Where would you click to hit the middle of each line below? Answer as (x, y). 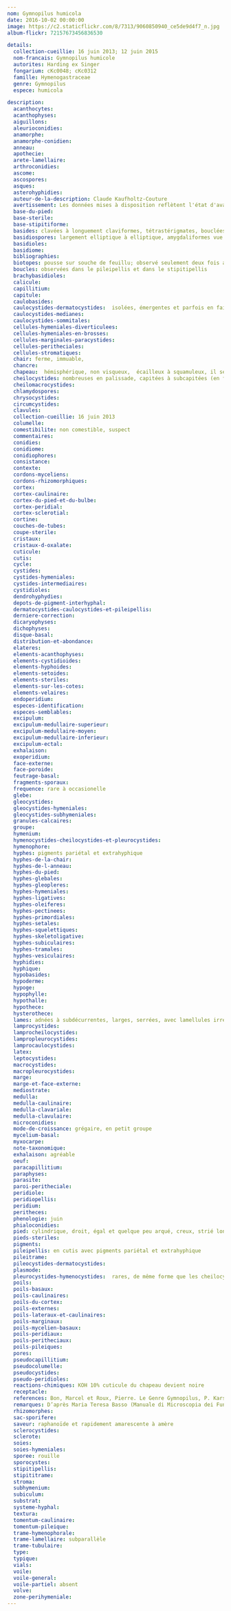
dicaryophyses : (35, 622)
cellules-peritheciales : (49, 346)
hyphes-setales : (36, 924)
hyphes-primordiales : (44, 917)
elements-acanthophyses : (49, 654)
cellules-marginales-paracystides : (64, 340)
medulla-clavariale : (43, 1109)
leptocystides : (35, 1058)
